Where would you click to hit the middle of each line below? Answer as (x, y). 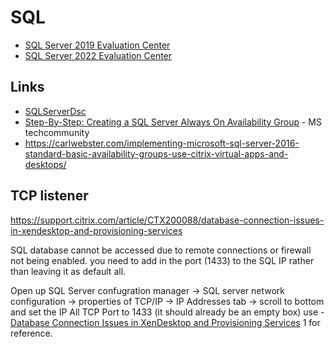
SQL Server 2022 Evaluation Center (98, 55)
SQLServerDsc (55, 111)
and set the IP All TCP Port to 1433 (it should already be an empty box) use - (167, 312)
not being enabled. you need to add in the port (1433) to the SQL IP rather (162, 260)
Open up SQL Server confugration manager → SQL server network (148, 290)
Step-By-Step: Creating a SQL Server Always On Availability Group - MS (173, 122)
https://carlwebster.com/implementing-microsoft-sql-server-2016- (162, 143)
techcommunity (57, 132)
